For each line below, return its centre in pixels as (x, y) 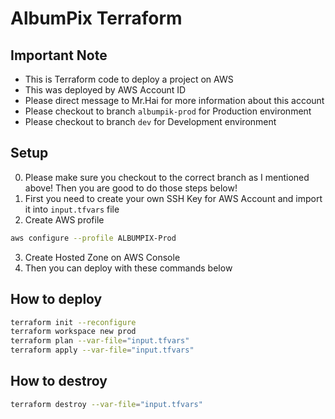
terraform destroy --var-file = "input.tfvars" (106, 404)
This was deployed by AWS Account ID (105, 90)
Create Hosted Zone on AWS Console (102, 257)
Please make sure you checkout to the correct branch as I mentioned (167, 177)
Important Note (59, 55)
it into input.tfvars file (72, 209)
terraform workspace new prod (73, 332)
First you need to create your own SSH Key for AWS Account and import (173, 198)
